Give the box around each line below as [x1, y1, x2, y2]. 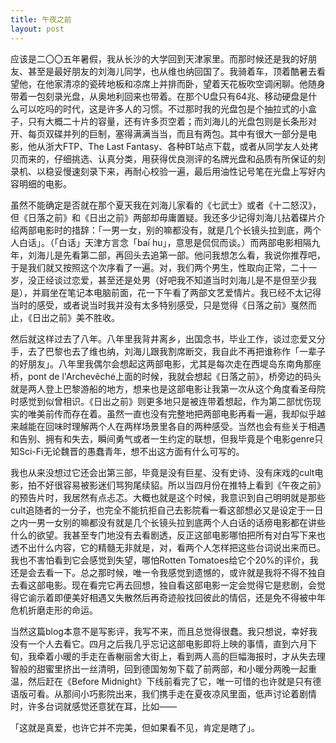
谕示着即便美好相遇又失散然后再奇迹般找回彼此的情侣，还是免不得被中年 [27, 591, 326, 603]
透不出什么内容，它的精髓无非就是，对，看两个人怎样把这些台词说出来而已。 [10, 541, 326, 553]
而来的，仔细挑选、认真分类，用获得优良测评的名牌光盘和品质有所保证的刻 [18, 152, 326, 165]
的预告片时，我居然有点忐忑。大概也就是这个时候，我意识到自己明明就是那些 [10, 491, 326, 503]
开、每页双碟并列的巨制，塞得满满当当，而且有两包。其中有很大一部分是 [10, 127, 308, 140]
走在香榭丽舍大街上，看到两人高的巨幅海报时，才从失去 [88, 650, 317, 662]
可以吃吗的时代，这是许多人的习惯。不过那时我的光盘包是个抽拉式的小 [18, 102, 308, 115]
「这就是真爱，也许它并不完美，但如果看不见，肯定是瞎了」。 [10, 721, 260, 733]
